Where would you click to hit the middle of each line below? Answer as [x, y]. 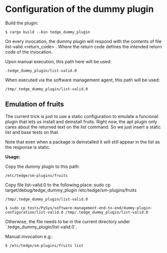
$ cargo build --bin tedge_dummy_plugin [48, 32]
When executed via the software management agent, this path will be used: [83, 80]
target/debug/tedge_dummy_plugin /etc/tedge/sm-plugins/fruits [71, 190]
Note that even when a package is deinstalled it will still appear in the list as [83, 142]
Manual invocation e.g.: [29, 236]
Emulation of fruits [35, 104]
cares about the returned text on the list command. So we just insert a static [83, 127]
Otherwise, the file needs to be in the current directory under [68, 221]
